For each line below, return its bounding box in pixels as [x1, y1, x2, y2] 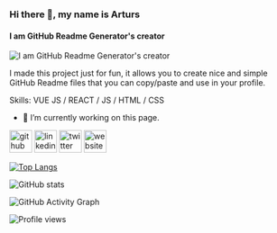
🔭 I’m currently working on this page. [22, 112, 160, 123]
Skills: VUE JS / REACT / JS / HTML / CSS [9, 94, 165, 106]
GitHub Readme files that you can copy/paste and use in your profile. [9, 77, 266, 88]
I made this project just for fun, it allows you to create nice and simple [9, 67, 268, 79]
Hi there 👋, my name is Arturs [9, 8, 141, 21]
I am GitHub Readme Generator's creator [9, 31, 165, 41]
